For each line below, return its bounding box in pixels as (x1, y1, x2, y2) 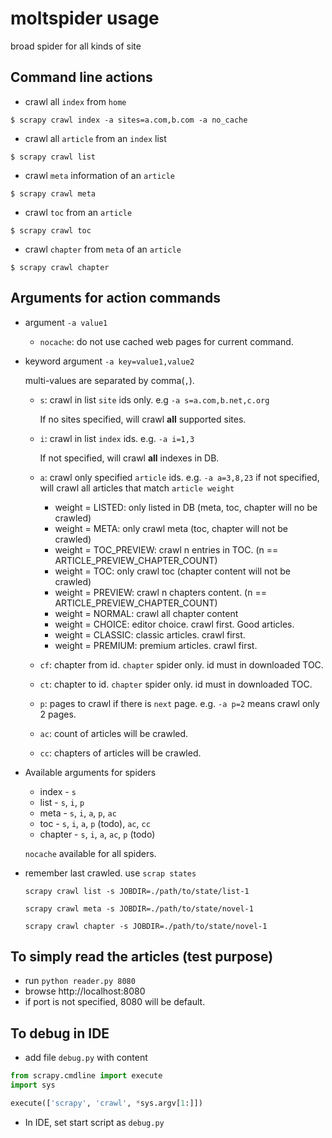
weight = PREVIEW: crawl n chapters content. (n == (54, 586, 267, 598)
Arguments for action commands (10, 290, 222, 307)
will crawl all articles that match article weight (39, 482, 235, 494)
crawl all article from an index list (24, 132, 167, 144)
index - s (39, 785, 77, 797)
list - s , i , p (39, 796, 85, 808)
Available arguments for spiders (24, 766, 157, 778)
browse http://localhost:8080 (24, 985, 146, 997)
